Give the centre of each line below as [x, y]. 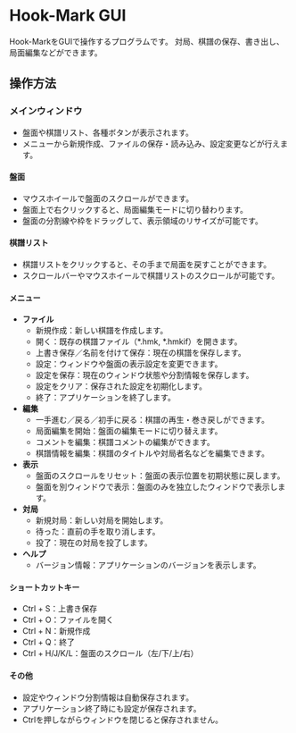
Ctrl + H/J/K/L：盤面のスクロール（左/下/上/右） [110, 653]
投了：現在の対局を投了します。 [94, 543]
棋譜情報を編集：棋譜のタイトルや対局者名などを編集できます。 [152, 453]
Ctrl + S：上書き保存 [60, 609]
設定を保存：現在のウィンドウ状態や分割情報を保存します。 [144, 375]
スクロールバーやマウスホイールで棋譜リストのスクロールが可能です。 [151, 276]
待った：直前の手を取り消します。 [98, 532]
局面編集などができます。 [56, 52]
